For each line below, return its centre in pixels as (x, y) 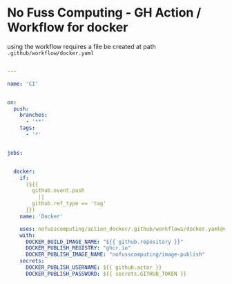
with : (28, 235)
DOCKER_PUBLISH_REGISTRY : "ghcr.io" (78, 248)
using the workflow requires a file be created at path (82, 46)
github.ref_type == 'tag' (69, 204)
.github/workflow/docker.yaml (51, 53)
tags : (28, 128)
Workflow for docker (68, 27)
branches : (34, 115)
